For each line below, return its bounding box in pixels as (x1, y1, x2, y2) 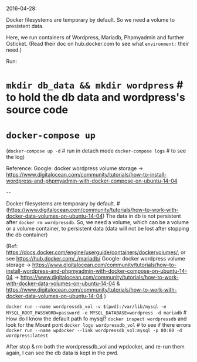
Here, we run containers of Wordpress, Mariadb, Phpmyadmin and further (6, 34, 185, 40)
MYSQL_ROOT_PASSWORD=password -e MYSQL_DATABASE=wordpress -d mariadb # (6, 309, 187, 316)
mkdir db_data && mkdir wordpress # (6, 79, 184, 92)
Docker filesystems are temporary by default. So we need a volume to (6, 16, 175, 23)
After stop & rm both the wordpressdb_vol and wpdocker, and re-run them (6, 343, 185, 350)
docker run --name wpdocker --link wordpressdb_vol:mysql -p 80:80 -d (6, 328, 182, 334)
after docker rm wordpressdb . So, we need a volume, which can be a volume (6, 219, 189, 226)
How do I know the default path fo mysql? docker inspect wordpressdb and (6, 315, 187, 322)
